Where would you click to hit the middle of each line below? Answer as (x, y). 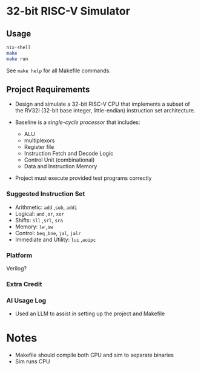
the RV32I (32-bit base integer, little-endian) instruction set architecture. (105, 111)
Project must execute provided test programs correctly (83, 178)
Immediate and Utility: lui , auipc (55, 239)
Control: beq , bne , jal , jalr (48, 233)
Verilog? (17, 269)
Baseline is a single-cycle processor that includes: (77, 122)
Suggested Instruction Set (46, 194)
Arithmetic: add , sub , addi (46, 207)
